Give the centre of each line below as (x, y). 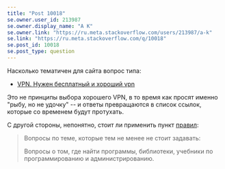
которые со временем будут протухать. (66, 111)
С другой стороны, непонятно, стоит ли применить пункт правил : (103, 125)
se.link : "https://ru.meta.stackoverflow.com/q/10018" (87, 39)
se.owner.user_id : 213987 (44, 20)
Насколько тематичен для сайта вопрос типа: (74, 71)
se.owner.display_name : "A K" (50, 26)
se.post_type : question (41, 52)
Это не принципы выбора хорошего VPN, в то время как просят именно (112, 97)
